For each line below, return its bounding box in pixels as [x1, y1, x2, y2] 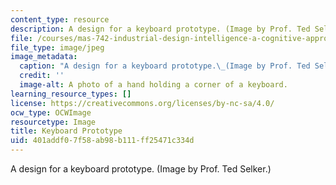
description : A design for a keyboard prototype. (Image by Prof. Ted [10, 24, 311, 34]
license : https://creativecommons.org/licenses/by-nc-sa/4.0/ [10, 98, 275, 108]
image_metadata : [10, 52, 78, 62]
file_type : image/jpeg [10, 42, 105, 53]
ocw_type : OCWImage [10, 107, 92, 118]
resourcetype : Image [10, 117, 97, 127]
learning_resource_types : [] [10, 89, 132, 99]
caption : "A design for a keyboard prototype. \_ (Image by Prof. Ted [19, 61, 311, 71]
